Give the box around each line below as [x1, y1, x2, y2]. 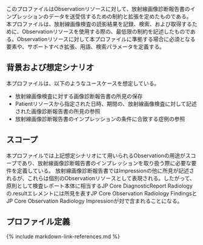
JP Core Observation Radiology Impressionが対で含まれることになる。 [6, 197, 183, 204]
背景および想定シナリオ [6, 62, 94, 73]
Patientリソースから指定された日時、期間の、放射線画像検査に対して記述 [15, 100, 197, 107]
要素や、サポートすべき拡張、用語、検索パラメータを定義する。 [6, 43, 165, 50]
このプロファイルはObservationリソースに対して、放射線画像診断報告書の [6, 5, 190, 12]
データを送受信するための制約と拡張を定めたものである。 [48, 13, 192, 20]
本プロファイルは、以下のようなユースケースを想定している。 [6, 79, 160, 87]
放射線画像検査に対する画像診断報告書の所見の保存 [15, 93, 143, 100]
